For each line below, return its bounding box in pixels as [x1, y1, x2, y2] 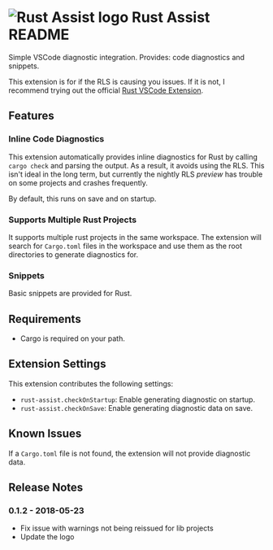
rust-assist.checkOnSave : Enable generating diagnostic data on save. [19, 403, 253, 412]
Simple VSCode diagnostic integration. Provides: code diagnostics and [8, 52, 245, 62]
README [8, 25, 70, 44]
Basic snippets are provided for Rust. [8, 289, 132, 299]
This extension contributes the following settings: [8, 378, 173, 388]
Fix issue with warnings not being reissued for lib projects [19, 523, 214, 533]
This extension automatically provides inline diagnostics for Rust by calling [8, 151, 258, 162]
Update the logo [19, 532, 75, 542]
